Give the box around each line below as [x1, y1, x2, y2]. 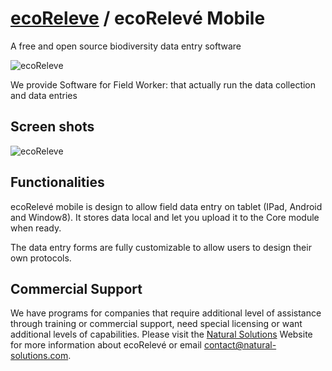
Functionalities [10, 174, 105, 191]
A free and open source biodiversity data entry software [10, 40, 242, 52]
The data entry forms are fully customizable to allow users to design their [10, 241, 312, 253]
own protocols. [10, 252, 72, 264]
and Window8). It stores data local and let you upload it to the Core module [10, 211, 320, 223]
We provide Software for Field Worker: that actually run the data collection [10, 78, 317, 91]
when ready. [10, 222, 62, 234]
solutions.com [10, 350, 69, 362]
